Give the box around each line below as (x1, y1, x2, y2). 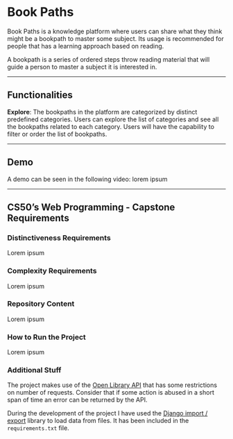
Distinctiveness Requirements (7, 233, 111, 243)
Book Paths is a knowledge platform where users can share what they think (7, 27, 223, 35)
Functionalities (7, 89, 73, 101)
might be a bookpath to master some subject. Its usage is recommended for (7, 34, 224, 42)
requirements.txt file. (7, 424, 69, 432)
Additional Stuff (7, 365, 62, 375)
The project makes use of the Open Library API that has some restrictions (7, 381, 217, 389)
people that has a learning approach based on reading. (7, 42, 164, 50)
